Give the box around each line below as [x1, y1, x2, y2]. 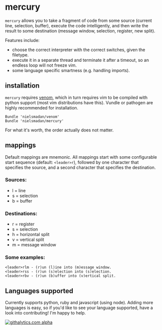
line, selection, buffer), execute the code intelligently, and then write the [5, 22, 149, 28]
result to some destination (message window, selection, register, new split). [5, 28, 156, 34]
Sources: [5, 177, 27, 183]
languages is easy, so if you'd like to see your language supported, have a [5, 305, 153, 311]
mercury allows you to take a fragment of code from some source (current [5, 18, 152, 23]
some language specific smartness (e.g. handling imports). [12, 67, 130, 73]
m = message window [12, 242, 57, 248]
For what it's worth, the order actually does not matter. [5, 127, 114, 133]
